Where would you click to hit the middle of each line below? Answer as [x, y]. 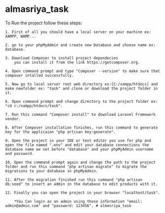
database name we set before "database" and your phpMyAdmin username [79, 149]
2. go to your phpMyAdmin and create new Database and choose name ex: [80, 45]
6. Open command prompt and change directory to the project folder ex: [82, 101]
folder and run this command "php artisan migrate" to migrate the [76, 167]
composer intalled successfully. [40, 75]
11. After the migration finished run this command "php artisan [74, 180]
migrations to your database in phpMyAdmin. [52, 171]
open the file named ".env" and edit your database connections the [77, 145]
